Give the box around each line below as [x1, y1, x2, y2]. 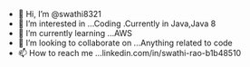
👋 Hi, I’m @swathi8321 [17, 9, 102, 19]
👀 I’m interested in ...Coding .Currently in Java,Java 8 [17, 18, 216, 29]
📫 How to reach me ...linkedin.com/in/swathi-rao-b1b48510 [17, 48, 242, 58]
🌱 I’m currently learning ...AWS [17, 28, 133, 38]
